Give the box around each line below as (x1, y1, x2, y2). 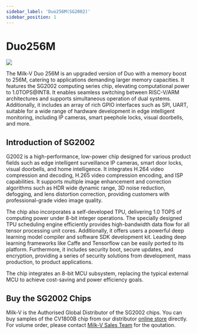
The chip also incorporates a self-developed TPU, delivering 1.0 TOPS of (6, 208, 182, 215)
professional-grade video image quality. (6, 197, 103, 204)
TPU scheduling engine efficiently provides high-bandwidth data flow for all (6, 221, 190, 228)
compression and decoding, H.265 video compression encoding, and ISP (6, 172, 183, 179)
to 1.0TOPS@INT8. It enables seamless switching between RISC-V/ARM (6, 89, 179, 96)
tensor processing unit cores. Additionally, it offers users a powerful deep (6, 227, 184, 234)
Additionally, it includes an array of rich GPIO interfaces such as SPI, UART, (6, 101, 188, 109)
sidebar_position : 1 (6, 14, 57, 20)
